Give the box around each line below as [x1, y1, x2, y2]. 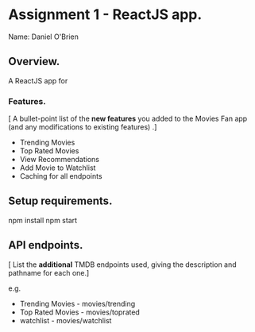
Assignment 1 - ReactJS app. [8, 6, 203, 24]
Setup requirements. [8, 195, 113, 208]
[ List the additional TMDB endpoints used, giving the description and [8, 260, 237, 269]
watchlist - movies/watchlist [19, 315, 112, 325]
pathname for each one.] [8, 268, 90, 277]
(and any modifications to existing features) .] [8, 122, 157, 132]
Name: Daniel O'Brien [8, 32, 79, 41]
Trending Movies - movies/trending [19, 299, 136, 308]
